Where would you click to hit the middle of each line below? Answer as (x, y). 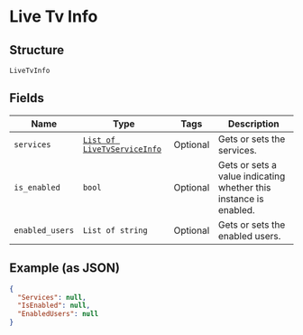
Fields (27, 98)
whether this (244, 187)
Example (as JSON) (64, 268)
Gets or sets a (248, 164)
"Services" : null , (52, 297)
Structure (37, 50)
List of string (115, 230)
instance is (241, 199)
